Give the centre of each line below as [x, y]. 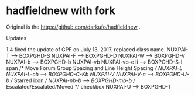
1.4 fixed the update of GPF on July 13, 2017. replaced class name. [86, 49]
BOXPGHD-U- [172, 74]
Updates [16, 38]
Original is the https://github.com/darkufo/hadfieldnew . [73, 27]
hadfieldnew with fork [61, 11]
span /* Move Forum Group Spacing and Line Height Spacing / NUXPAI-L [94, 68]
